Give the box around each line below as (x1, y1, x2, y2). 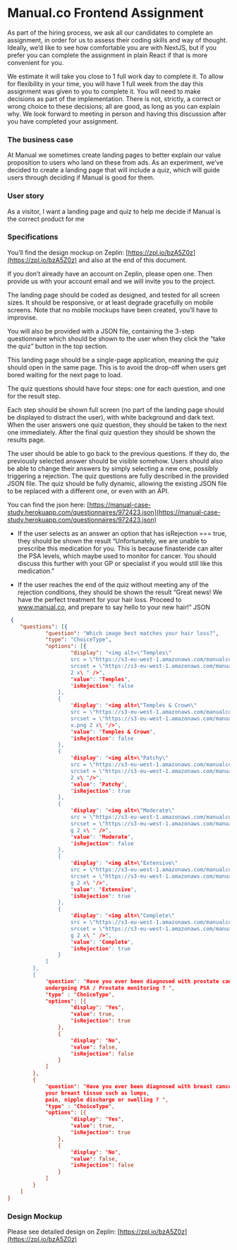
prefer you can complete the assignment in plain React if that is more (7, 51, 208, 59)
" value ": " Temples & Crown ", (70, 728, 157, 736)
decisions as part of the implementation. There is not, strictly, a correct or (7, 94, 221, 103)
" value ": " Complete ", (70, 938, 134, 945)
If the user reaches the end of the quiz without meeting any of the (17, 580, 209, 589)
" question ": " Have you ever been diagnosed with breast (44, 1083, 213, 1090)
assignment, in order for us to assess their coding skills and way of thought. (7, 35, 228, 44)
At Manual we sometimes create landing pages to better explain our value (7, 151, 221, 160)
